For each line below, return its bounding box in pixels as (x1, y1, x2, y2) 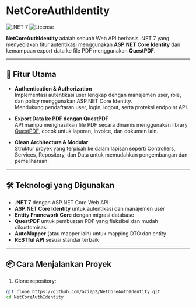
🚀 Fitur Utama (6, 69, 57, 79)
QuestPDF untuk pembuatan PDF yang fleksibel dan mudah (14, 217, 159, 224)
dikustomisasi (14, 224, 48, 231)
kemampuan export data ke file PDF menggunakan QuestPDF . (6, 47, 156, 54)
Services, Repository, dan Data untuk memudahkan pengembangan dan (14, 151, 188, 158)
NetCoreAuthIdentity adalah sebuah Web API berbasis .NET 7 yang (6, 34, 170, 41)
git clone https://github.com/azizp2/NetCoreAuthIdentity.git (6, 289, 160, 295)
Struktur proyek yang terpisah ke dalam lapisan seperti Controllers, (14, 145, 176, 152)
